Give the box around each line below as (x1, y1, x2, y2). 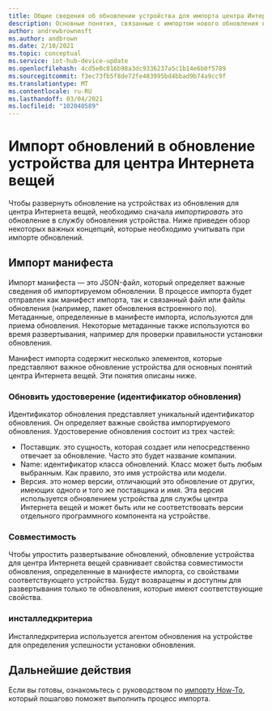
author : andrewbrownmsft (8, 27, 92, 35)
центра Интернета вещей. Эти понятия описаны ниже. (8, 370, 197, 381)
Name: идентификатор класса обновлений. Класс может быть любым (19, 459, 263, 470)
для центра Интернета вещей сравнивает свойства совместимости (8, 558, 244, 568)
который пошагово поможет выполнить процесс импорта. (8, 693, 211, 703)
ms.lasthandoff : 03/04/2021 (8, 95, 104, 103)
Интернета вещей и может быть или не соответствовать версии (19, 503, 244, 513)
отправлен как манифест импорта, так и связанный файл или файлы (8, 295, 245, 304)
